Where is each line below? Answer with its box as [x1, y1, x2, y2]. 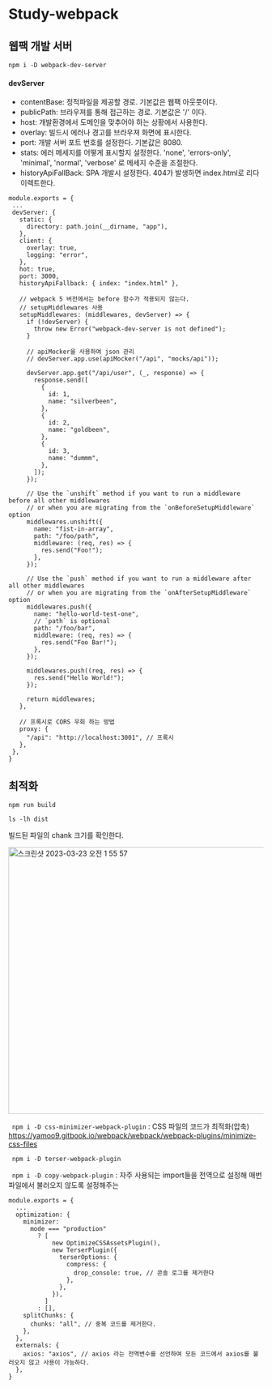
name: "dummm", [48, 455, 100, 463]
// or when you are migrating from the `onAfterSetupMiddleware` [26, 589, 252, 597]
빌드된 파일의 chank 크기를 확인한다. [8, 831, 124, 840]
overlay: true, [26, 244, 79, 252]
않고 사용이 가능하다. [28, 1359, 90, 1367]
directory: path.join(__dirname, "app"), [26, 223, 168, 231]
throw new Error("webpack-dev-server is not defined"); [33, 325, 227, 333]
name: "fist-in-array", [33, 525, 114, 533]
